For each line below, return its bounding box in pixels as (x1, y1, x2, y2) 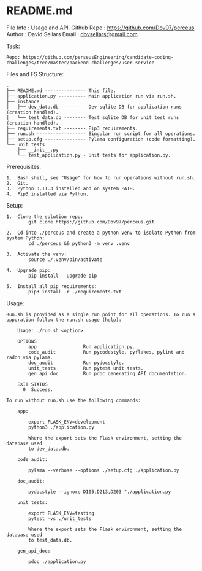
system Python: (6, 235, 45, 241)
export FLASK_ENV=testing (28, 510, 95, 516)
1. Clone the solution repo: (6, 213, 84, 220)
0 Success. (22, 386, 53, 393)
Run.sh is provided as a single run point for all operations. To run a (6, 311, 196, 317)
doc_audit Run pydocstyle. (28, 360, 124, 366)
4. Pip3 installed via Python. (6, 191, 89, 197)
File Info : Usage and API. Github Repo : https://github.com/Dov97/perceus (6, 24, 195, 31)
